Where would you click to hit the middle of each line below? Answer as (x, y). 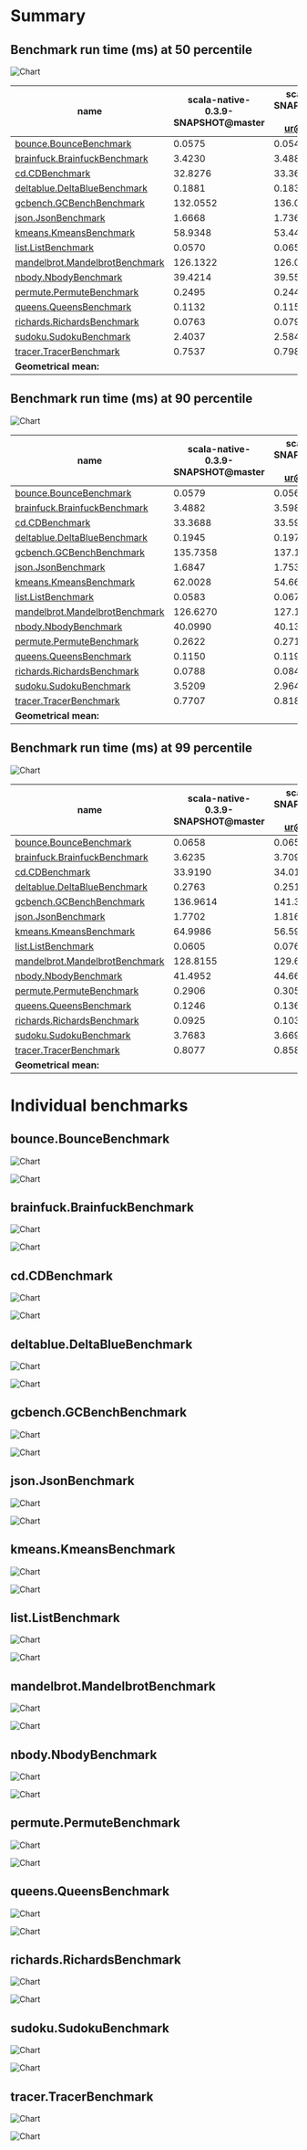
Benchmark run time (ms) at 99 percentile (132, 748)
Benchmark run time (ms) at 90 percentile (132, 399)
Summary (48, 16)
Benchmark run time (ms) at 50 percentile (132, 50)
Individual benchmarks (99, 1105)
